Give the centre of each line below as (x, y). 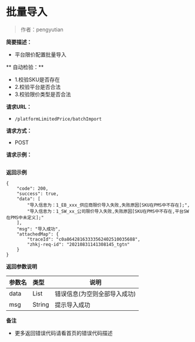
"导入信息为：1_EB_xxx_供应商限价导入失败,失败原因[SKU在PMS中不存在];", (109, 205)
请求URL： (19, 107)
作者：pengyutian (42, 29)
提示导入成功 (73, 305)
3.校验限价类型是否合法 (43, 94)
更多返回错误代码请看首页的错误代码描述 (63, 333)
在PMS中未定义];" (25, 218)
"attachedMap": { (38, 234)
